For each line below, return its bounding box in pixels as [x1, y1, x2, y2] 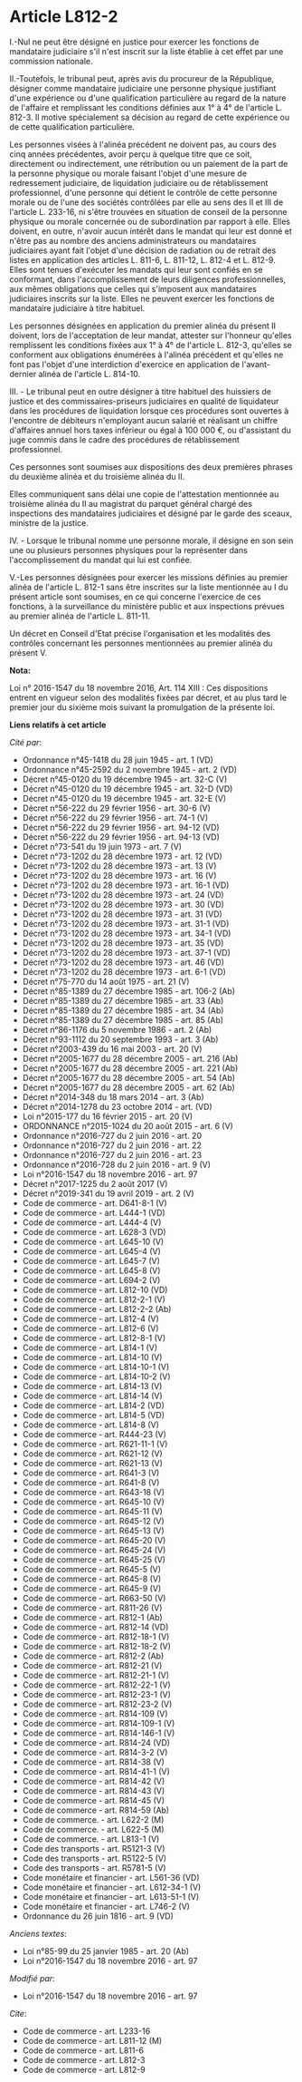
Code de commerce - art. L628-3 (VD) [22, 1226, 166, 1237]
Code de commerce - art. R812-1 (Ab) [22, 1611, 163, 1622]
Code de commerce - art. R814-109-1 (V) [22, 1717, 175, 1728]
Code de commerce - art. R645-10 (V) [22, 1496, 165, 1507]
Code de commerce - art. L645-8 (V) [22, 1265, 161, 1276]
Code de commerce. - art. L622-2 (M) [22, 1814, 165, 1824]
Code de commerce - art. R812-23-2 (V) [22, 1698, 173, 1709]
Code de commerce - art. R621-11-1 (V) [22, 1438, 168, 1449]
